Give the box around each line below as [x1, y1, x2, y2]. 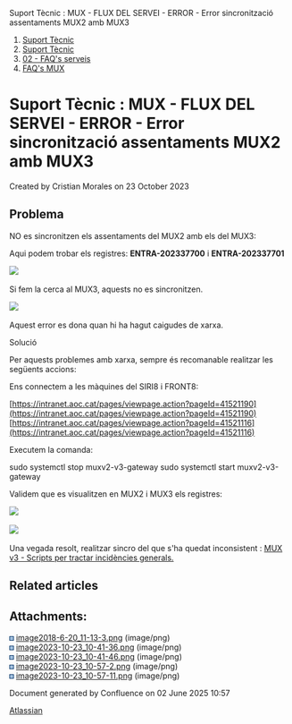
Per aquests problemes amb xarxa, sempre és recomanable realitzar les [9, 353, 274, 365]
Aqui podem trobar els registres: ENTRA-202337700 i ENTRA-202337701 [9, 248, 285, 259]
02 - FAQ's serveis [21, 54, 91, 64]
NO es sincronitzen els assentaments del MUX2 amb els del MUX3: [9, 230, 256, 241]
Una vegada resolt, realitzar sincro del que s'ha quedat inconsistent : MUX [9, 542, 283, 553]
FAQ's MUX [21, 63, 65, 73]
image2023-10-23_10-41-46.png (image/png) [15, 651, 183, 661]
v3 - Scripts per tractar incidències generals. [9, 552, 174, 563]
